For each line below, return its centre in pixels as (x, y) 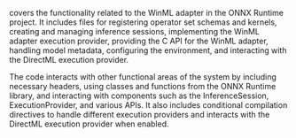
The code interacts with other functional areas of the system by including (143, 77)
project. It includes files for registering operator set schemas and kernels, (143, 22)
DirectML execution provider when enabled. (90, 124)
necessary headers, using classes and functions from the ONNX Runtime (143, 86)
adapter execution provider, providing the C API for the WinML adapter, (139, 41)
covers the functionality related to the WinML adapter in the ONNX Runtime (146, 13)
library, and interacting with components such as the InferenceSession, (139, 96)
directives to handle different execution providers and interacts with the (140, 115)
